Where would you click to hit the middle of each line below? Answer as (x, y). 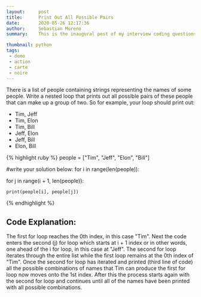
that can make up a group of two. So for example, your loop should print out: (100, 103)
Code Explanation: (41, 222)
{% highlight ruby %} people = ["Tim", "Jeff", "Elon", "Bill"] (78, 158)
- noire (18, 73)
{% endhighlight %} (31, 203)
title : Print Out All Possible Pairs (60, 17)
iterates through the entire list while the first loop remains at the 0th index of (100, 256)
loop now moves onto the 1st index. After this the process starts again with (98, 275)
